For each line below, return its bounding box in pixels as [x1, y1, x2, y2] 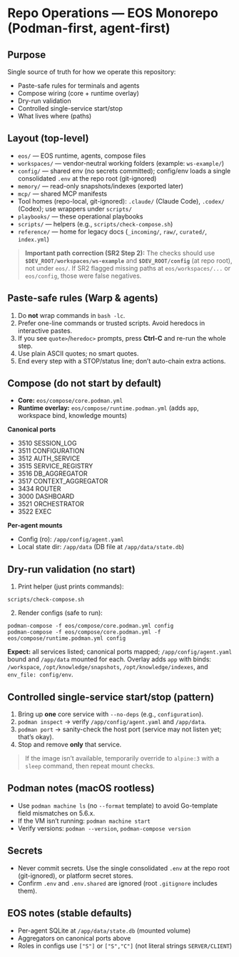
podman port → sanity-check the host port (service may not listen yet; [17, 725, 222, 733]
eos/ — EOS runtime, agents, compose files [17, 151, 146, 160]
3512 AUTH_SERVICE [17, 454, 81, 463]
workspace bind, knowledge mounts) [17, 411, 127, 420]
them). [17, 886, 38, 895]
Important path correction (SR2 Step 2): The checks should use [24, 249, 215, 257]
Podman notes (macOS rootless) [7, 782, 155, 794]
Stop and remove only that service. [17, 741, 122, 749]
